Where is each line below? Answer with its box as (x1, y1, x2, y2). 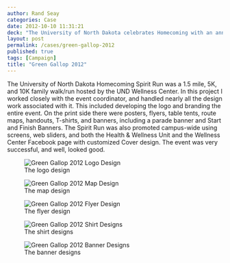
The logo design (24, 166, 71, 174)
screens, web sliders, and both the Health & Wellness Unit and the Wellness (7, 131, 220, 139)
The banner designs (24, 248, 81, 256)
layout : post (7, 36, 44, 42)
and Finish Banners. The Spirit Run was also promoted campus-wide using (7, 123, 218, 131)
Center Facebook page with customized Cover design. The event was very (7, 138, 218, 146)
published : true (7, 49, 53, 55)
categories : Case (7, 16, 57, 23)
